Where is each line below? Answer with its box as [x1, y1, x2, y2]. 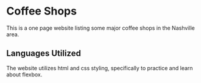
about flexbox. [6, 71, 43, 78]
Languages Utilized [6, 48, 81, 59]
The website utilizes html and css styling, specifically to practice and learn [6, 64, 193, 71]
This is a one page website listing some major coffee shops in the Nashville [6, 24, 195, 32]
